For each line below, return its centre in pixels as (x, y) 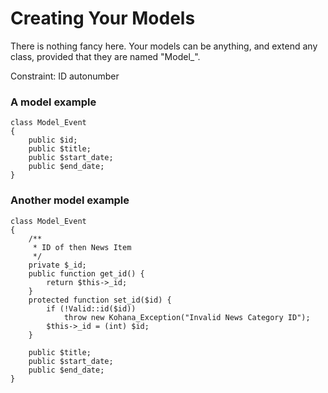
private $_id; (57, 265)
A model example (53, 102)
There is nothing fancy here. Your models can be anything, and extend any (164, 46)
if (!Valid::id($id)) (91, 308)
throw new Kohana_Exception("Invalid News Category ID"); (187, 317)
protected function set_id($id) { (100, 300)
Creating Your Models (103, 18)
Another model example (70, 200)
